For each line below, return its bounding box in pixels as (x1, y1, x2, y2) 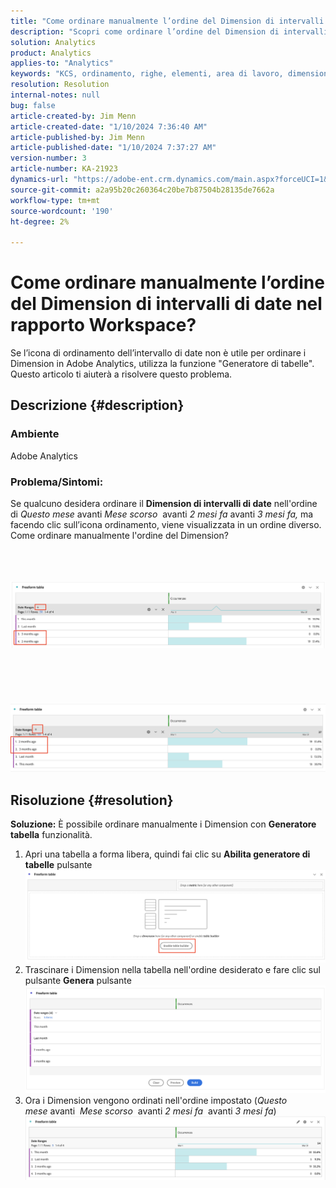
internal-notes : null (10, 90, 101, 100)
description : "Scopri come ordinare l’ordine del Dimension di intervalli (10, 26, 329, 37)
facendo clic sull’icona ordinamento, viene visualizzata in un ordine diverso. (10, 519, 322, 531)
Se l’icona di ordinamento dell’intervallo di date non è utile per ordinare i (10, 347, 307, 359)
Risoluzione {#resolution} (10, 791, 174, 809)
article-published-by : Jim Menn (10, 132, 145, 142)
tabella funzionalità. (10, 829, 93, 841)
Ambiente (10, 427, 60, 441)
